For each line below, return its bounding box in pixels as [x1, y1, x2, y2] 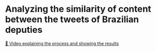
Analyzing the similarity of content [5, 3, 152, 15]
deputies [5, 25, 43, 35]
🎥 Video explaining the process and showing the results [5, 40, 119, 46]
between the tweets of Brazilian [5, 14, 139, 25]
